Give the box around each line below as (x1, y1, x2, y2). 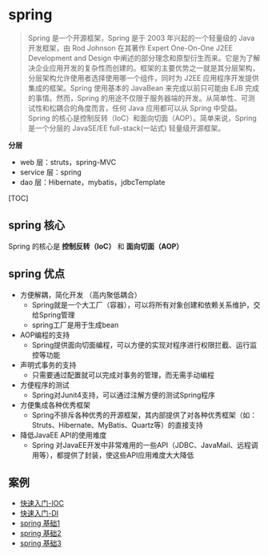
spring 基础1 (19, 518, 61, 528)
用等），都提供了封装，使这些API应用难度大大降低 (31, 450, 194, 460)
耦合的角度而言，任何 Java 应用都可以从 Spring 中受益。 (55, 103, 242, 113)
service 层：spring (19, 167, 82, 177)
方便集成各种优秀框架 (19, 400, 90, 409)
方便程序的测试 (19, 380, 70, 389)
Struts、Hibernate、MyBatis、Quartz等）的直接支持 (31, 420, 203, 429)
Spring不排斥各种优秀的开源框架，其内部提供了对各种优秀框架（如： (31, 410, 258, 420)
